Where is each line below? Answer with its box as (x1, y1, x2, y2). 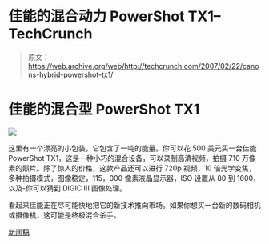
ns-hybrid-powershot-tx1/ (27, 70, 114, 79)
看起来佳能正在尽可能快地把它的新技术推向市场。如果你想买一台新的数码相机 (8, 200, 261, 210)
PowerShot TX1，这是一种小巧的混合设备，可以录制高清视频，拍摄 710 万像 (8, 153, 256, 162)
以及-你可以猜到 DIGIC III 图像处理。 (8, 183, 126, 193)
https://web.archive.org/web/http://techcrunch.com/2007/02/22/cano (27, 61, 259, 70)
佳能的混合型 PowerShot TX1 (8, 101, 200, 118)
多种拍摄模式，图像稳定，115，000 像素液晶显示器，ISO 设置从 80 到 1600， (8, 173, 260, 182)
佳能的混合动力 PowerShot (8, 7, 186, 26)
